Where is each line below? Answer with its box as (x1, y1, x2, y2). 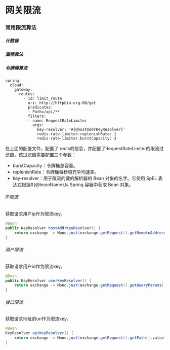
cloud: (10, 82, 24, 88)
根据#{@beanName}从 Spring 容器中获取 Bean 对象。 (21, 181, 134, 188)
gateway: (14, 87, 33, 92)
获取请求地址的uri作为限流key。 (5, 316, 72, 322)
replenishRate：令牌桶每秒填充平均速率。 (12, 168, 99, 175)
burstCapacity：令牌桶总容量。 (12, 162, 78, 168)
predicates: (27, 104, 53, 110)
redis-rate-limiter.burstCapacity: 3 (37, 135, 116, 141)
